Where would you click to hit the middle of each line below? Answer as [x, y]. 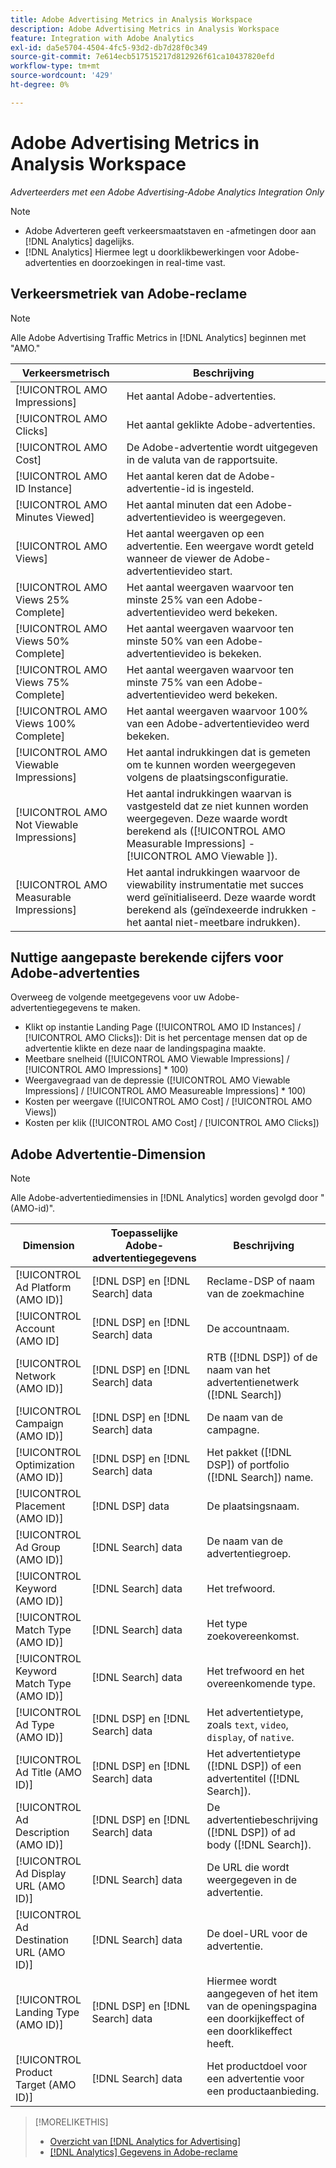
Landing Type [47, 2013]
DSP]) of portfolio [248, 1465]
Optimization [45, 1465]
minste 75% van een [175, 682]
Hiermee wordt [242, 1981]
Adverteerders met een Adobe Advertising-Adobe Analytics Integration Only [167, 192]
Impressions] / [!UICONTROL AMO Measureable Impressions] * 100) [165, 1091]
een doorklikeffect [249, 2031]
